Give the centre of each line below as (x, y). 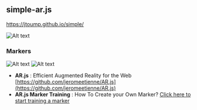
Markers (19, 51)
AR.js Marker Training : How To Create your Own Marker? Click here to (103, 95)
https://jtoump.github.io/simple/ (45, 24)
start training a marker (42, 101)
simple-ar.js (29, 10)
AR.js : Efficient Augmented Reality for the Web (73, 76)
